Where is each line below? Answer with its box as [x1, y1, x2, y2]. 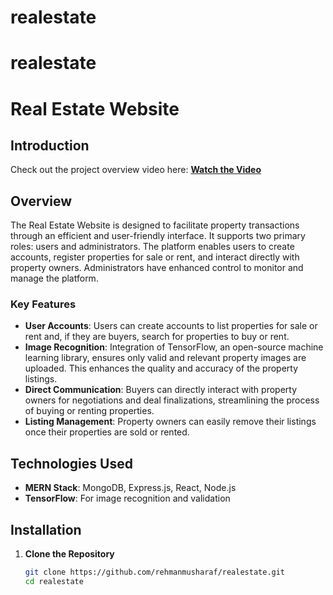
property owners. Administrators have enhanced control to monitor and [10, 262, 304, 274]
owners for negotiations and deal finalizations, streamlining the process [24, 394, 320, 406]
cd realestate [24, 576, 84, 586]
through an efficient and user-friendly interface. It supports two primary [10, 230, 306, 242]
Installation [10, 521, 82, 538]
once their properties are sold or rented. [24, 426, 190, 438]
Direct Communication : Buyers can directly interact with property [24, 384, 298, 396]
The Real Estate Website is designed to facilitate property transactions [10, 219, 300, 231]
